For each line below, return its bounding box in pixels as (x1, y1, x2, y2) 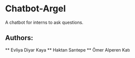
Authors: (5, 34, 33, 42)
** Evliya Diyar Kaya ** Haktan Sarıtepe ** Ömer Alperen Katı (5, 47, 131, 53)
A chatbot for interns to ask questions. (5, 19, 83, 25)
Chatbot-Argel (5, 3, 66, 14)
